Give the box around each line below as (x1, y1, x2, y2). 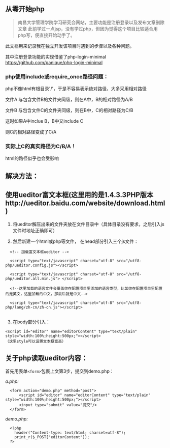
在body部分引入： (12, 319, 51, 325)
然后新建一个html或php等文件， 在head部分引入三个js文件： (12, 238, 139, 244)
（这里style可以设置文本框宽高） (5, 339, 66, 344)
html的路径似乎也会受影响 (5, 155, 59, 161)
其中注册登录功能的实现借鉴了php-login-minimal (5, 53, 107, 60)
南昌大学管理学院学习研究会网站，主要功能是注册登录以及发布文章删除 (17, 19, 165, 25)
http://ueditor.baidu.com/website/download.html (5, 199, 165, 208)
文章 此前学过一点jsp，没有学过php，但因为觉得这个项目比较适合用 (17, 25, 158, 32)
